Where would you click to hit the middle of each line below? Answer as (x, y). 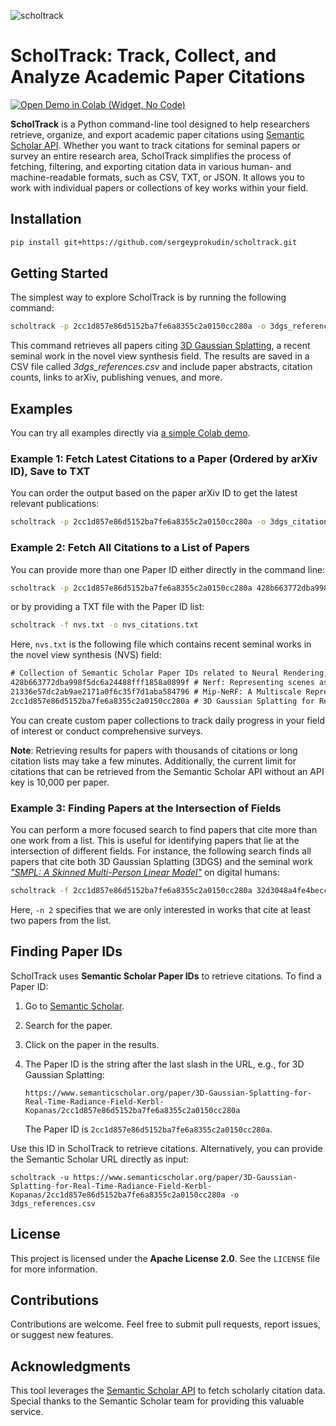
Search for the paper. (68, 1025)
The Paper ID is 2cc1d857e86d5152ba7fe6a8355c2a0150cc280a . (148, 1129)
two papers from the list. (61, 921)
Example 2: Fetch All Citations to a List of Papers (130, 548)
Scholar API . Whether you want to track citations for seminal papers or (155, 145)
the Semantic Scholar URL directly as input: (100, 1159)
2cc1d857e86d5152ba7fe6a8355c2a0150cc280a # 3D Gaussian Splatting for (162, 701)
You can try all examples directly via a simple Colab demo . (130, 433)
